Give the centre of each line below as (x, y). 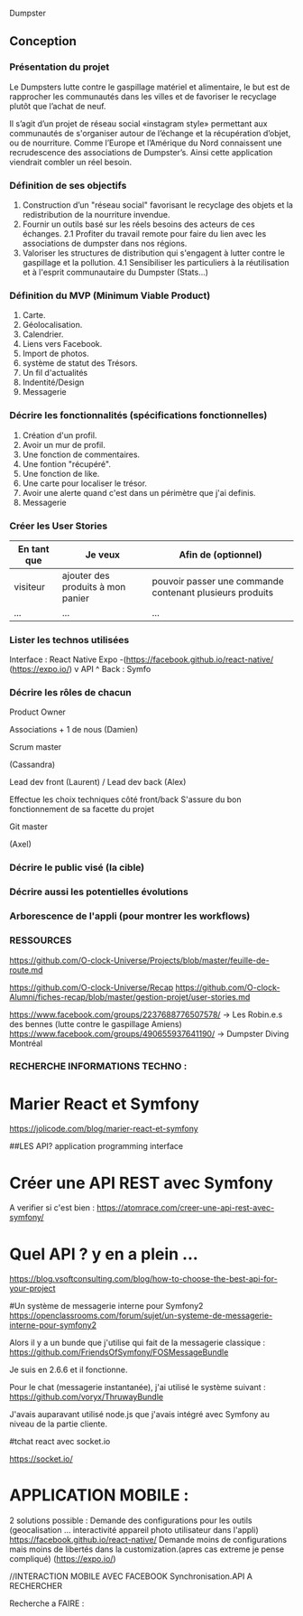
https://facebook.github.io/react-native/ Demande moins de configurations (148, 1540)
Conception (43, 41)
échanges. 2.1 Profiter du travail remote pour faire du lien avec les (144, 233)
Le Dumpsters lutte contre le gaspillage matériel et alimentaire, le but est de (150, 87)
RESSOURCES (41, 940)
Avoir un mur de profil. (64, 444)
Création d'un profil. (60, 435)
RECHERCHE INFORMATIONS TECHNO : (98, 1067)
